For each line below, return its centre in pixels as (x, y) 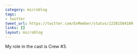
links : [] (15, 28)
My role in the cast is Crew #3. (36, 46)
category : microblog (26, 10)
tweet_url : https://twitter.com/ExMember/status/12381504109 (69, 23)
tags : (11, 14)
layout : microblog (24, 32)
